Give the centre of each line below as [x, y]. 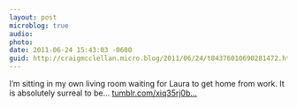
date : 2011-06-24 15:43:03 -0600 [71, 50]
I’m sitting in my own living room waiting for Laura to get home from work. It [147, 84]
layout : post [33, 17]
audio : [21, 34]
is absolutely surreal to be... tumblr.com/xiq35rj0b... [103, 93]
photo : [21, 42]
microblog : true [39, 26]
